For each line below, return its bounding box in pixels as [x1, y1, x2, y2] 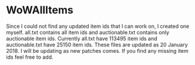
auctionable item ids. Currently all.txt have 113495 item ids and [6, 35, 157, 42]
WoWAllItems [6, 3, 73, 17]
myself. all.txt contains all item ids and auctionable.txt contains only [6, 28, 169, 35]
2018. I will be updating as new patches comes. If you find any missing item [6, 47, 189, 54]
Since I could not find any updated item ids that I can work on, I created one [6, 23, 190, 30]
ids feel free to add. [6, 53, 54, 60]
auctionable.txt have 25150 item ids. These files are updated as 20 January [6, 41, 188, 48]
